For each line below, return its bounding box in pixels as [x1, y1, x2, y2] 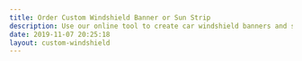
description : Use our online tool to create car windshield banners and [9, 22, 288, 30]
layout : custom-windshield [9, 38, 111, 48]
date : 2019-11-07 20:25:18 [9, 30, 111, 39]
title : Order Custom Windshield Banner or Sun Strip [9, 13, 211, 22]
